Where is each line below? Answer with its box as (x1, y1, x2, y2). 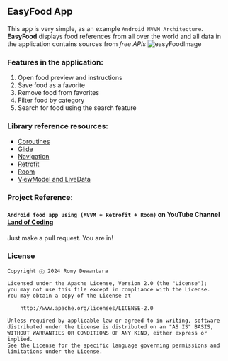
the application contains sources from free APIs (7, 39, 147, 48)
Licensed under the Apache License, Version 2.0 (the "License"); (7, 279, 207, 287)
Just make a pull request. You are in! (7, 233, 114, 242)
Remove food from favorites (17, 89, 100, 97)
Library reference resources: (7, 121, 108, 131)
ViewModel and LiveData (17, 175, 91, 184)
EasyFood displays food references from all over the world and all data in (7, 32, 222, 40)
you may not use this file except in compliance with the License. (7, 286, 211, 293)
